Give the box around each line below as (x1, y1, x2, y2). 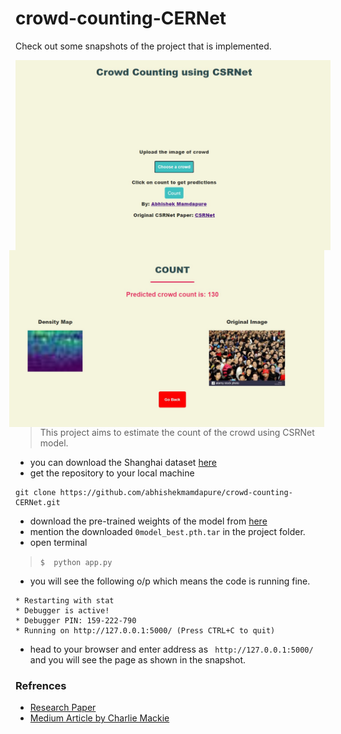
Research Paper (29, 702, 97, 714)
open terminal (29, 537, 88, 549)
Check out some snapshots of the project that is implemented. (15, 40, 272, 52)
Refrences (15, 679, 67, 693)
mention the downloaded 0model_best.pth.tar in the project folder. (29, 526, 306, 538)
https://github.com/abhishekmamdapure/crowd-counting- (59, 488, 293, 498)
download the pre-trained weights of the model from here (29, 515, 268, 527)
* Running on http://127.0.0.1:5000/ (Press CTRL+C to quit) (15, 626, 276, 636)
